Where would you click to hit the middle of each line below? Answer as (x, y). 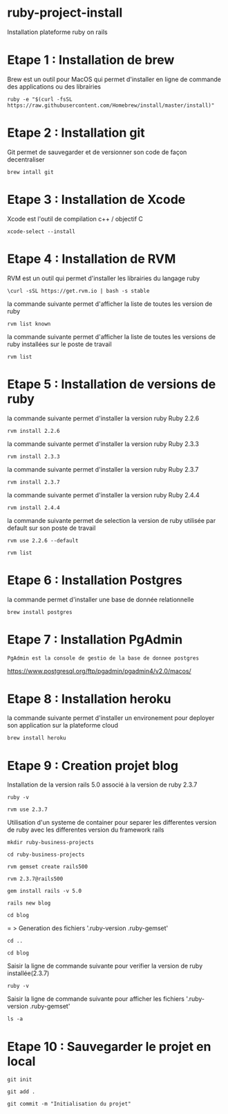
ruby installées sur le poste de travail (59, 344)
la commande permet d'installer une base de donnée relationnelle (101, 599)
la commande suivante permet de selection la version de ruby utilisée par (112, 520)
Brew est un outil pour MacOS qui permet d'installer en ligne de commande (114, 79)
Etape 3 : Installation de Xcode (96, 200)
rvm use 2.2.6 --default (43, 540)
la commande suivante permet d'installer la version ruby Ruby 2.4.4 (103, 495)
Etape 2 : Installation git (76, 133)
